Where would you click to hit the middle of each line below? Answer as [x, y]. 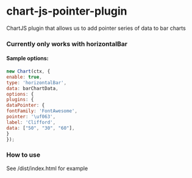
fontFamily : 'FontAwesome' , [42, 111]
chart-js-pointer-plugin [67, 11]
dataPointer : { [26, 105]
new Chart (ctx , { [28, 71]
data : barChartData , [33, 88]
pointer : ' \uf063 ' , [31, 117]
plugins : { [20, 100]
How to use [23, 155]
